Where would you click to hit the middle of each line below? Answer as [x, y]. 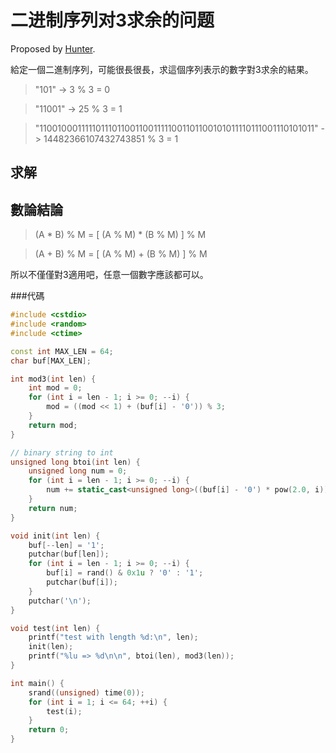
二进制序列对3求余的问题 [112, 20]
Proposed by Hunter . [53, 48]
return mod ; [53, 425]
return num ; [53, 508]
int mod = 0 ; [55, 388]
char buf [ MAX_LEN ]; [51, 361]
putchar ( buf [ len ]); [69, 554]
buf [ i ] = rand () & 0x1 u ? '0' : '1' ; [125, 573]
